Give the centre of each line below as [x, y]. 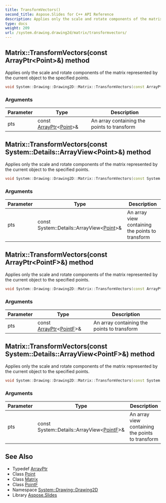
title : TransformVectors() [33, 10]
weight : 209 [17, 28]
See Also [19, 457]
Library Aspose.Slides [35, 495]
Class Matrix [25, 479]
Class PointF [25, 484]
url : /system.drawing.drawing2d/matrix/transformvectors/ [66, 33]
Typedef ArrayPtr [30, 468]
